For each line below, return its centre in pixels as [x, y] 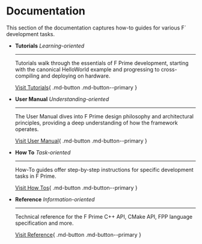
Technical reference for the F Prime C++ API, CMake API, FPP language [104, 216]
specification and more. [44, 223]
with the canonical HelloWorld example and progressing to [87, 69]
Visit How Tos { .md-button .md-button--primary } [76, 188]
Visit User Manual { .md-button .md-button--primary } [81, 141]
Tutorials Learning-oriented [50, 46]
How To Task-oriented [43, 152]
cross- [169, 69]
